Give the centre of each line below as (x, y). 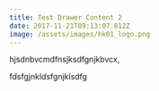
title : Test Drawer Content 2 (66, 17)
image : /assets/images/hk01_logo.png (80, 34)
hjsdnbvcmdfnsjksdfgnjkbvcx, (65, 60)
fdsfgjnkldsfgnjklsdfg (49, 77)
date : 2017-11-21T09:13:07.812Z (70, 26)
